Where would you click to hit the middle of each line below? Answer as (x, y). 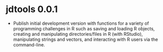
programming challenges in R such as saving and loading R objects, (84, 28)
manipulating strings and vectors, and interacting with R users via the (86, 39)
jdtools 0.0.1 (32, 9)
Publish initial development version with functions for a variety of (81, 23)
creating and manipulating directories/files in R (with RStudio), (78, 34)
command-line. (29, 44)
